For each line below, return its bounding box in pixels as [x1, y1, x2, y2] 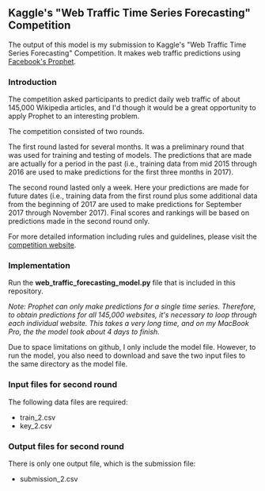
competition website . [8, 240, 77, 250]
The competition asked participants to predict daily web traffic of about [8, 94, 240, 104]
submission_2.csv [19, 474, 78, 483]
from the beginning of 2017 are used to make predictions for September [8, 200, 243, 209]
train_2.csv [19, 412, 56, 422]
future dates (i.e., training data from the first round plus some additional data [8, 191, 258, 201]
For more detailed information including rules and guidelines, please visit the [8, 232, 257, 241]
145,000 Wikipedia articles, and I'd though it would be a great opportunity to [8, 103, 256, 113]
